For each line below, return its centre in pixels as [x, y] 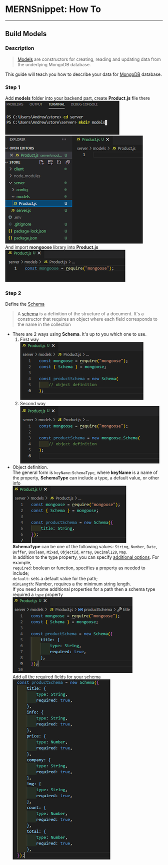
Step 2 [13, 293]
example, [22, 563]
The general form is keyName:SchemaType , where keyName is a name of [85, 472]
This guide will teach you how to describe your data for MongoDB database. [84, 74]
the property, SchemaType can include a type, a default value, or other [86, 478]
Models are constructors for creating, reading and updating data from [89, 59]
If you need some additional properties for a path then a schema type [84, 589]
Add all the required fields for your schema [56, 677]
